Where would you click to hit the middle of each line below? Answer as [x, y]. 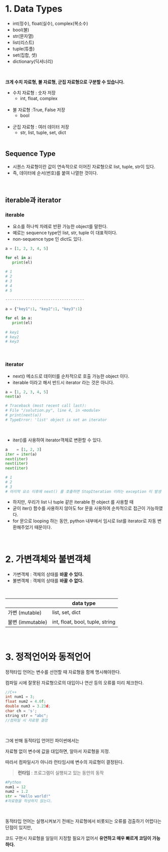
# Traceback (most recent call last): [46, 406]
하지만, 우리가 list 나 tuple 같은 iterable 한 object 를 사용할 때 [73, 502]
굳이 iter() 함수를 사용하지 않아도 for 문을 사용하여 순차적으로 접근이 [79, 508]
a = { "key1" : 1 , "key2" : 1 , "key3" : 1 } [44, 309]
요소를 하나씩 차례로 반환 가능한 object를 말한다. [60, 227]
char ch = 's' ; [21, 711]
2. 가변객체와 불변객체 [48, 559]
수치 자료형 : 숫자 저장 [34, 93]
